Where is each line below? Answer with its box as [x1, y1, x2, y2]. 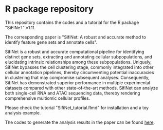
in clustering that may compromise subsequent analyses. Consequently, [5, 74, 150, 80]
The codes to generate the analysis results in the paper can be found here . [5, 119, 155, 125]
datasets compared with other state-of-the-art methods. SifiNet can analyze [5, 85, 158, 91]
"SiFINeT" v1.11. [5, 24, 36, 30]
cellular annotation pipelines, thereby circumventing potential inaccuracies [5, 69, 154, 75]
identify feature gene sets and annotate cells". [5, 39, 97, 45]
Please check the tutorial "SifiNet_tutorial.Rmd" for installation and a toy [5, 105, 149, 111]
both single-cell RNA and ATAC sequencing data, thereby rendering [5, 90, 140, 96]
